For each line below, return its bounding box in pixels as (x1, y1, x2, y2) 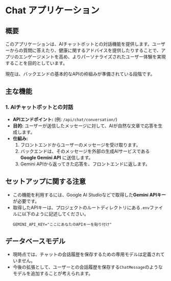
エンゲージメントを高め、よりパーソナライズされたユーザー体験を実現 (18, 54, 166, 60)
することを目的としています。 (5, 60, 68, 66)
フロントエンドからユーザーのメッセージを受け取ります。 (20, 142, 141, 148)
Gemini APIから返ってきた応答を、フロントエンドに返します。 (20, 161, 151, 167)
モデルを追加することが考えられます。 (12, 270, 93, 276)
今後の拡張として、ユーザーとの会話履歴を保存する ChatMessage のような (12, 264, 163, 270)
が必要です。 (12, 198, 40, 204)
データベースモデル (5, 237, 65, 245)
